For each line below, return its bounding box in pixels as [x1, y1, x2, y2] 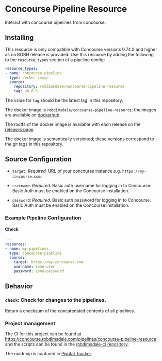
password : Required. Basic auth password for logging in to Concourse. [12, 197, 151, 203]
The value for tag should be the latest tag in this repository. [5, 98, 124, 103]
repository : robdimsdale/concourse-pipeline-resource [14, 84, 125, 89]
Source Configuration [5, 155, 72, 164]
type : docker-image [9, 75, 49, 80]
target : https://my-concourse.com [14, 260, 83, 265]
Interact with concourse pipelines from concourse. [5, 19, 106, 25]
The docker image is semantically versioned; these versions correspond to [5, 136, 154, 142]
